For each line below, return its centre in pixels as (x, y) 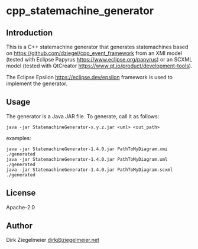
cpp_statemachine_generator (80, 11)
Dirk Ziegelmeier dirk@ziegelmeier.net (53, 240)
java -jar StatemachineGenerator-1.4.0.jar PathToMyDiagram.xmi (87, 149)
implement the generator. (37, 83)
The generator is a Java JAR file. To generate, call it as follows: (83, 116)
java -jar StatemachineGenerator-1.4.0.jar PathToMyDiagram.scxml (90, 170)
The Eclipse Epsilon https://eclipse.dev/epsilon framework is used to (90, 77)
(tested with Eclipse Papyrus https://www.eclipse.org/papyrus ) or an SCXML (99, 59)
